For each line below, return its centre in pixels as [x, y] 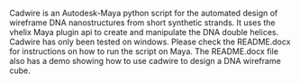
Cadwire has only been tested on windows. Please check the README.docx [150, 41]
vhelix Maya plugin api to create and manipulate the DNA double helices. [144, 32]
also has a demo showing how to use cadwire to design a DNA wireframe [145, 61]
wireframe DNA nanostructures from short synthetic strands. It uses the [142, 23]
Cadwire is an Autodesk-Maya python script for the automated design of [144, 13]
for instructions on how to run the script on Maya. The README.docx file [144, 51]
